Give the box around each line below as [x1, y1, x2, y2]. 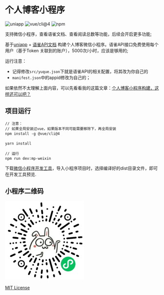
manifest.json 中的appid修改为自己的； [12, 74, 91, 80]
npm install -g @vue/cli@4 [5, 131, 60, 136]
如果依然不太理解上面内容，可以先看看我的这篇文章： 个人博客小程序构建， [5, 85, 155, 91]
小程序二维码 [5, 187, 44, 196]
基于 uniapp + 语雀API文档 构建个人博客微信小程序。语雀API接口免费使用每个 [5, 41, 159, 47]
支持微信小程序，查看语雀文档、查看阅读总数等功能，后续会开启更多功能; [5, 31, 152, 37]
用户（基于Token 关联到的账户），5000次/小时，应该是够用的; [5, 48, 128, 53]
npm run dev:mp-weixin [5, 156, 51, 161]
